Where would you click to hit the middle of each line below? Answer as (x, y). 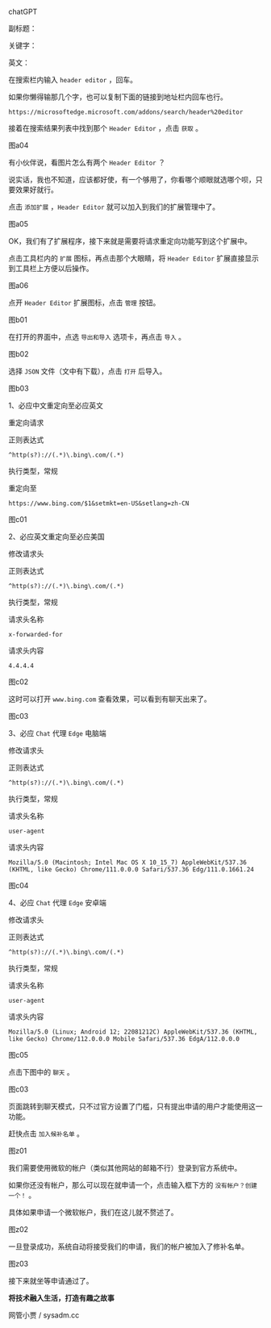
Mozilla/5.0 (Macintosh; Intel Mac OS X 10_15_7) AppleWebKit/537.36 (128, 862)
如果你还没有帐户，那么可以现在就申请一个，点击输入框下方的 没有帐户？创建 (133, 1185)
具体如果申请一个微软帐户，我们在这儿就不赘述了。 (93, 1212)
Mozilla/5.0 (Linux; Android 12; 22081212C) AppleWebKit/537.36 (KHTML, (133, 1032)
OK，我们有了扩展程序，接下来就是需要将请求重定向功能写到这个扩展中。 (130, 241)
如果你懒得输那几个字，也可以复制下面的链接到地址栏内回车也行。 (118, 97)
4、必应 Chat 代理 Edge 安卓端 (58, 902)
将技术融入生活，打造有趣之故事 (61, 1298)
